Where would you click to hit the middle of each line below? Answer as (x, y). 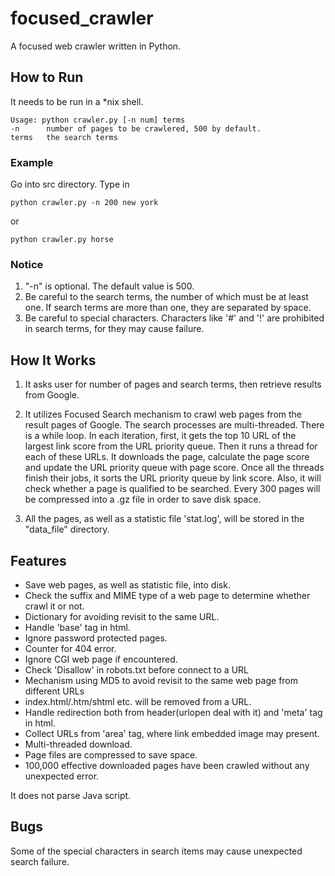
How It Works (53, 360)
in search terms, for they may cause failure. (114, 329)
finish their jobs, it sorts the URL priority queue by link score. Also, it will (173, 478)
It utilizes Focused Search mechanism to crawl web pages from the (163, 414)
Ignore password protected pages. (96, 638)
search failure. (40, 861)
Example (32, 162)
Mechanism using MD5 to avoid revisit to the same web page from (161, 680)
